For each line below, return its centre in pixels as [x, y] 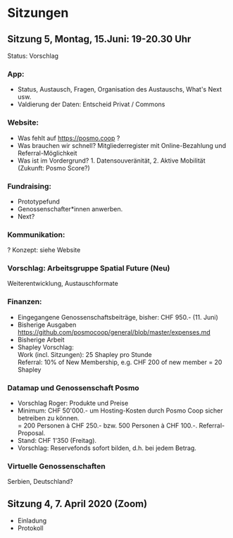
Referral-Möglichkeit [47, 153]
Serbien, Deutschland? [40, 482]
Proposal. [31, 433]
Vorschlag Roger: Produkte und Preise [73, 403]
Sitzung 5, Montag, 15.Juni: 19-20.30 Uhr [99, 39]
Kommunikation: [36, 234]
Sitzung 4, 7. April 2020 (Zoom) [77, 504]
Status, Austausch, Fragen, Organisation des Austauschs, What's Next [120, 89]
